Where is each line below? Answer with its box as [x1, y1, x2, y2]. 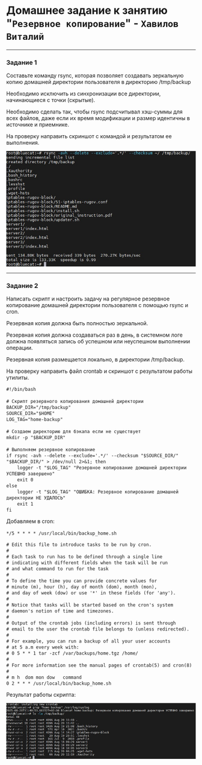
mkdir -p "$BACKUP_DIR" [6, 435, 66, 441]
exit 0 [17, 477, 34, 483]
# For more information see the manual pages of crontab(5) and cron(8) [6, 662, 192, 668]
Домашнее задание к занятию [6, 4, 168, 17]
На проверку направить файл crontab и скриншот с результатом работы [6, 367, 193, 375]
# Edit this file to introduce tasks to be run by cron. [6, 542, 152, 548]
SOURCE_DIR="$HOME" [6, 411, 55, 417]
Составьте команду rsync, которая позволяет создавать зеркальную [6, 72, 184, 79]
